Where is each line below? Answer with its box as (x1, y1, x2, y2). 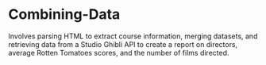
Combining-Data (8, 5, 121, 23)
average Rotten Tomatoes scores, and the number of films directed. (8, 48, 229, 57)
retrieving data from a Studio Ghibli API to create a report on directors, (8, 39, 238, 49)
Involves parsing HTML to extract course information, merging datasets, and (8, 31, 258, 41)
